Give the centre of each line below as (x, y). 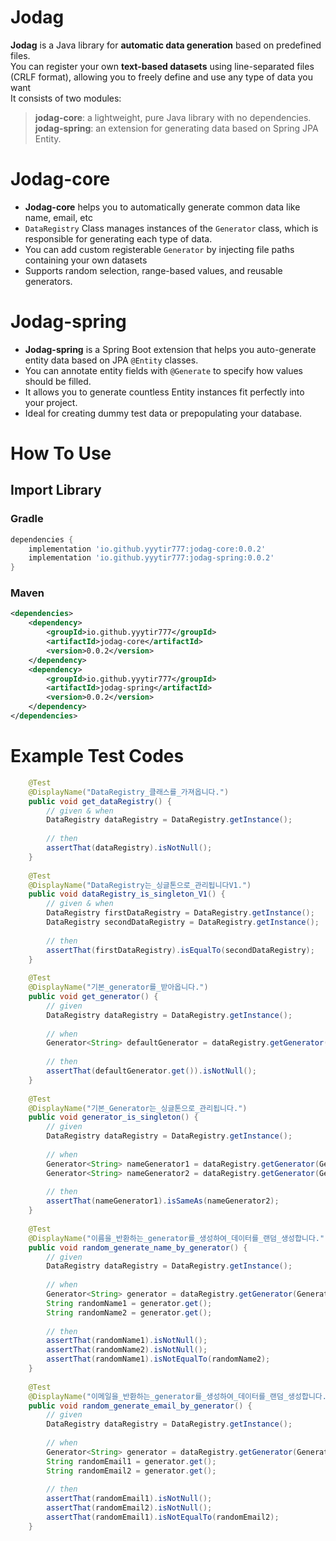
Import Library (56, 490)
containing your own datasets (86, 260)
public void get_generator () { (93, 997)
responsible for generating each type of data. (118, 238)
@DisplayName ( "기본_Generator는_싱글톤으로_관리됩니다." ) (138, 1108)
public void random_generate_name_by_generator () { (138, 1247)
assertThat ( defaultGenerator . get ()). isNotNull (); (151, 1071)
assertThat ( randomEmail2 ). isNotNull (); (129, 1508)
